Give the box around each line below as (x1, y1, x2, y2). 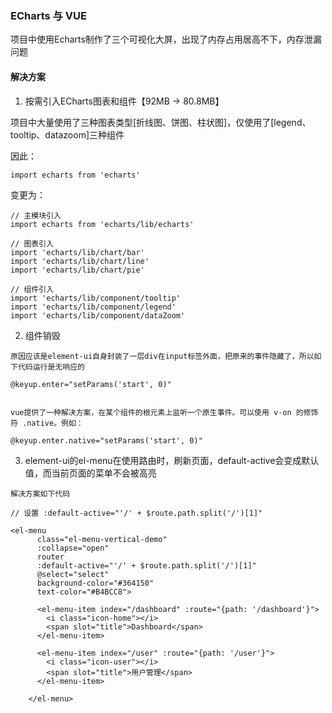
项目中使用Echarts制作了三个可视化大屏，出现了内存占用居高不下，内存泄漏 (10, 33, 322, 46)
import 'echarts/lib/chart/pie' (10, 265, 145, 275)
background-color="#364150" (36, 578, 155, 588)
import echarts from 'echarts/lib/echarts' (10, 219, 195, 229)
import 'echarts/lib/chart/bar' (10, 247, 145, 257)
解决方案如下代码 (10, 488, 71, 499)
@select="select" (36, 569, 110, 579)
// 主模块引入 (10, 210, 62, 221)
